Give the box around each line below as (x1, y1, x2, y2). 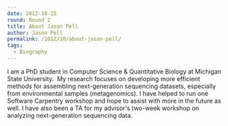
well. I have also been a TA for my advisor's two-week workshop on (7, 104, 200, 112)
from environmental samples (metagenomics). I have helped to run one (7, 89, 209, 97)
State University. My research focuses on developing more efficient (7, 74, 200, 83)
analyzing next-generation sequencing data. (7, 111, 133, 119)
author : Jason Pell (7, 29, 63, 36)
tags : (7, 42, 23, 49)
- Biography (13, 49, 48, 56)
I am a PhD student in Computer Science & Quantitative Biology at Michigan (7, 67, 222, 76)
